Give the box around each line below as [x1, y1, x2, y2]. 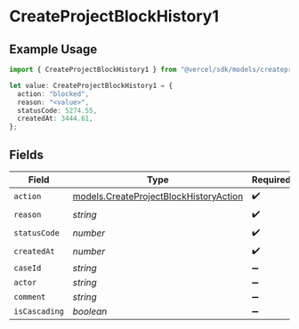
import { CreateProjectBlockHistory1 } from [9, 65, 177, 74]
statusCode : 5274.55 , [17, 106, 98, 115]
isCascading [13, 306, 65, 317]
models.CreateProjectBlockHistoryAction [72, 190, 244, 203]
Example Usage [9, 42, 98, 57]
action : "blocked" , [17, 89, 90, 99]
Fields [9, 147, 44, 162]
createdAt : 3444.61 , [17, 114, 93, 124]
